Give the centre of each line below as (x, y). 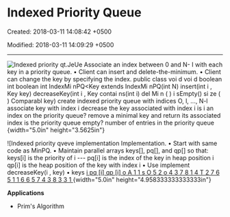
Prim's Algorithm (41, 206)
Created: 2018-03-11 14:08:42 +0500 (59, 31)
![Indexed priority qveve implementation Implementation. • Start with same (112, 143)
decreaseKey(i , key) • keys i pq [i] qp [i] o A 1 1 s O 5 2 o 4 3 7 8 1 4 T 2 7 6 (114, 172)
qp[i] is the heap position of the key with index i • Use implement (99, 165)
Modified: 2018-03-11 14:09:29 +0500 (61, 44)
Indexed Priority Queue (74, 13)
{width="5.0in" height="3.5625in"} (56, 130)
